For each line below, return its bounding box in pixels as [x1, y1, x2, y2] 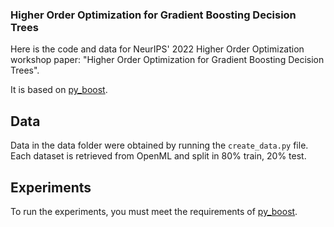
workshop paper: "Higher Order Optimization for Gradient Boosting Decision [10, 54, 325, 66]
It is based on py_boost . [10, 84, 108, 96]
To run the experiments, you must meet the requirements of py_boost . [10, 205, 298, 217]
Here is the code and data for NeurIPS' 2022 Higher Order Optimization [10, 43, 305, 55]
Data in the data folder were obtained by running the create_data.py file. [10, 139, 309, 152]
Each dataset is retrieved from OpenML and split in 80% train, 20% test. [10, 150, 307, 162]
